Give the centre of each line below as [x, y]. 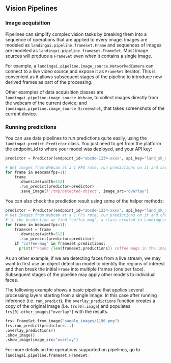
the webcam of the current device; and [46, 103]
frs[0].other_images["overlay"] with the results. [57, 311]
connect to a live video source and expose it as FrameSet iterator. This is [81, 71]
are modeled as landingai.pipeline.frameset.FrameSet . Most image [77, 50]
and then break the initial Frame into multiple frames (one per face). [75, 269]
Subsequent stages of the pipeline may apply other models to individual [80, 274]
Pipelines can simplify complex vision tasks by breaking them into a [76, 34]
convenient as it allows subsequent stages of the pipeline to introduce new [84, 77]
